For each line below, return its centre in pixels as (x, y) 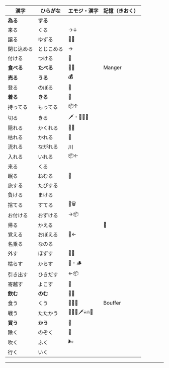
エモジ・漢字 (83, 11)
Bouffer (112, 303)
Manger (113, 67)
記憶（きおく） (121, 11)
